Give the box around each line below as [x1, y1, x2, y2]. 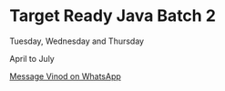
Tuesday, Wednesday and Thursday [9, 35, 144, 46]
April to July [9, 53, 55, 64]
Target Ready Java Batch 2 [9, 5, 217, 26]
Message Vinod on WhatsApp [9, 70, 121, 82]
